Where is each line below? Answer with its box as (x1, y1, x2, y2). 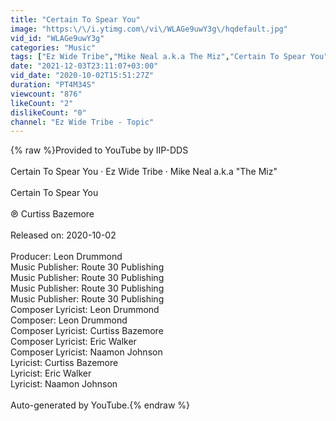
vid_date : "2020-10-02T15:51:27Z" (10, 71, 155, 81)
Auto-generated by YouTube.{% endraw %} (10, 399, 191, 411)
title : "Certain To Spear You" (10, 14, 141, 25)
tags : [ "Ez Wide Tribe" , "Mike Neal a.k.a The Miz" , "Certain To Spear (10, 52, 307, 62)
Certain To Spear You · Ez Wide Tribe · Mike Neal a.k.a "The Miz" (10, 166, 278, 178)
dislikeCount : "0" (10, 107, 87, 118)
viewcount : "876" (10, 89, 83, 99)
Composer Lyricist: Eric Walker (10, 336, 137, 348)
